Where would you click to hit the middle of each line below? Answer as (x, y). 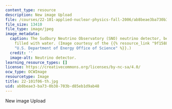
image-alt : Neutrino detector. (43, 58)
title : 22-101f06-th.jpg (32, 81)
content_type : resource (31, 10)
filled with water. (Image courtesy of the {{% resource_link (82, 43)
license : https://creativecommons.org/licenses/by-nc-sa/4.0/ (73, 67)
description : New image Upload (39, 15)
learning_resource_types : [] (36, 62)
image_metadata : (23, 34)
